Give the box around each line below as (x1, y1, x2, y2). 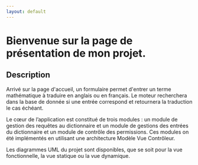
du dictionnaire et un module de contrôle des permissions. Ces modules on (6, 128, 189, 136)
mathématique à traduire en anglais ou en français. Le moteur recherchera (6, 92, 187, 99)
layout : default (6, 8, 46, 15)
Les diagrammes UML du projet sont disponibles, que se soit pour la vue (6, 146, 183, 153)
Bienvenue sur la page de (6, 34, 133, 47)
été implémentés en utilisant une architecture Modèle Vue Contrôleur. (6, 134, 176, 141)
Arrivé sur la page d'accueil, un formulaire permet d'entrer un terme (6, 85, 171, 93)
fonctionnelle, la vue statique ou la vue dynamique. (6, 152, 131, 159)
